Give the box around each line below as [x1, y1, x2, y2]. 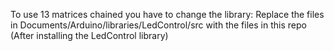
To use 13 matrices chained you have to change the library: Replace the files [10, 9, 325, 20]
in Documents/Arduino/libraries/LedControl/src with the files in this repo [10, 19, 307, 31]
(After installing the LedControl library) [10, 30, 169, 41]
